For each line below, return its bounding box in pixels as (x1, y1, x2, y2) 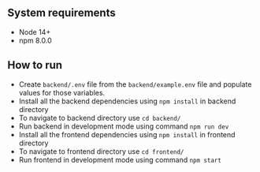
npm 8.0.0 (18, 36, 52, 45)
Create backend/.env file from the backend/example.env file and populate (18, 79, 252, 89)
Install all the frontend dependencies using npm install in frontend (18, 129, 236, 139)
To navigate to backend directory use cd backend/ (18, 113, 181, 122)
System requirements (7, 6, 116, 20)
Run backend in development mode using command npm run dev (18, 122, 229, 131)
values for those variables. (18, 88, 106, 97)
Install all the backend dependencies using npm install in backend (18, 96, 236, 106)
